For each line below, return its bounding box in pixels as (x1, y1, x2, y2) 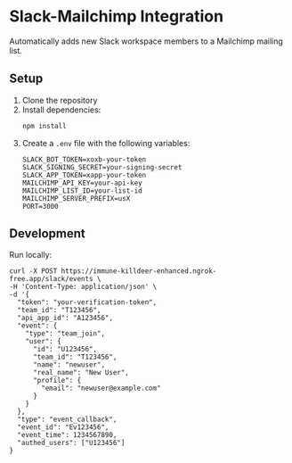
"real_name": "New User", (32, 368, 129, 377)
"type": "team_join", (25, 329, 105, 338)
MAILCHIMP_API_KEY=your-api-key (21, 178, 142, 187)
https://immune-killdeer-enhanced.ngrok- (61, 267, 217, 276)
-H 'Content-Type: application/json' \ (9, 283, 158, 292)
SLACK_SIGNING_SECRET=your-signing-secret (21, 162, 182, 171)
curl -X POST (9, 267, 58, 276)
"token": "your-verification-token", (17, 298, 158, 307)
